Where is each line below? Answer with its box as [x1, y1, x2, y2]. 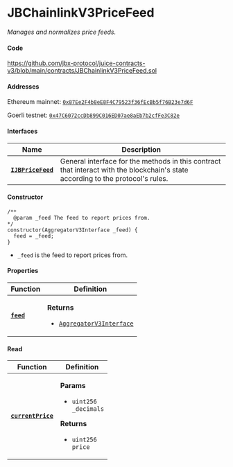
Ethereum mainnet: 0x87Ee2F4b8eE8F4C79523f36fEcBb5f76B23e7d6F [7, 98, 193, 106]
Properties [7, 267, 39, 275]
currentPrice [10, 412, 54, 420]
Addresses [7, 82, 40, 91]
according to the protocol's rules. [60, 173, 169, 183]
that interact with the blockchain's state [60, 165, 189, 175]
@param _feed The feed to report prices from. [13, 214, 150, 221]
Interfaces [7, 127, 38, 135]
